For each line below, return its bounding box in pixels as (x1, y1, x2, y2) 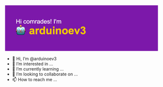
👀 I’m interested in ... (12, 61, 53, 67)
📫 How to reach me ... (12, 77, 57, 83)
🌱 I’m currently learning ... (12, 66, 64, 72)
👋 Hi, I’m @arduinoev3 (12, 56, 57, 62)
